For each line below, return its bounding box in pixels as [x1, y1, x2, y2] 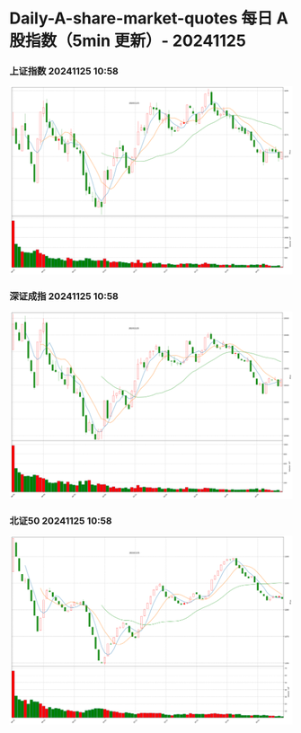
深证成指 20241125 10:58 [9, 290, 119, 303]
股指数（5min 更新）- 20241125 [9, 31, 247, 51]
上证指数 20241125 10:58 [9, 65, 119, 77]
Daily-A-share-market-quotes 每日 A [9, 8, 289, 29]
